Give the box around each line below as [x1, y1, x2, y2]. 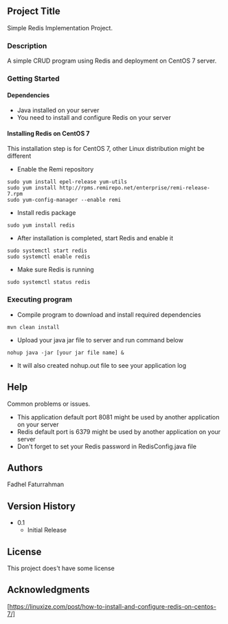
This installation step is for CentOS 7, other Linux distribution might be [7, 145, 205, 153]
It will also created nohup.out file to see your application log [16, 361, 187, 369]
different [7, 152, 32, 160]
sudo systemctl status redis [7, 279, 91, 286]
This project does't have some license [7, 564, 115, 572]
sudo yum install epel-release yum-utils [7, 178, 128, 185]
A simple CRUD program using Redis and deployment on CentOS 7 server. [7, 56, 217, 65]
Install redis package [16, 209, 76, 217]
